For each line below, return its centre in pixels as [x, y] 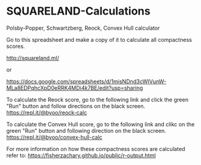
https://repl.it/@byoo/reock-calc [47, 112]
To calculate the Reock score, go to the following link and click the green [97, 99]
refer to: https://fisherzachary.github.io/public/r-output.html [81, 155]
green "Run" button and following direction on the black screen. [86, 130]
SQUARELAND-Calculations [79, 11]
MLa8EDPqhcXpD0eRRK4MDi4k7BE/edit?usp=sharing [75, 88]
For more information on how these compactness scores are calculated [96, 149]
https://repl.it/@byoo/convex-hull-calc [54, 137]
